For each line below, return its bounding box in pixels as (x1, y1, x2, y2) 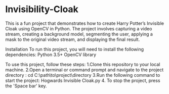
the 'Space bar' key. (5, 82, 47, 89)
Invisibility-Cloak (5, 4, 78, 15)
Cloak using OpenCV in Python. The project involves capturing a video (5, 25, 152, 31)
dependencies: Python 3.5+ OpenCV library (5, 52, 97, 58)
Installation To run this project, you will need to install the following (5, 46, 144, 52)
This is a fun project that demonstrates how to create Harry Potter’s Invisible (5, 20, 164, 26)
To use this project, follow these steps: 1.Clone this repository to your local (5, 61, 160, 67)
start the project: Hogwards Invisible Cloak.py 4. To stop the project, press (5, 77, 160, 83)
